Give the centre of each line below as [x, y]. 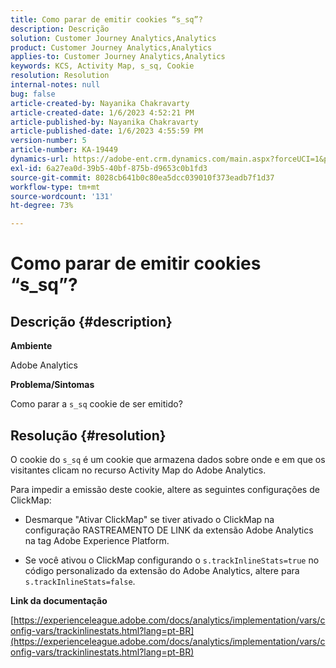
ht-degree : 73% [42, 206]
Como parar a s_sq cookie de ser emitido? [96, 404]
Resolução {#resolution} [88, 435]
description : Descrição [60, 29]
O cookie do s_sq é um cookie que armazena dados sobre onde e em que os [168, 459]
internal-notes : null [55, 85]
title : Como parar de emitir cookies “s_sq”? [106, 19]
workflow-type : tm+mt [55, 187]
